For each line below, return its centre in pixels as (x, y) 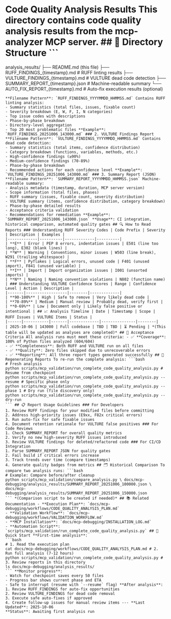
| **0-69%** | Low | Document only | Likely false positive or (74, 306)
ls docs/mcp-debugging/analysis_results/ (50, 567)
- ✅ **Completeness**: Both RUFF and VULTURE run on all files (75, 346)
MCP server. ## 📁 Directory (104, 42)
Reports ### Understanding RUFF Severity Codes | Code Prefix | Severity (86, 230)
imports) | (17, 275)
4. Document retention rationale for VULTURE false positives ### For (82, 424)
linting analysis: (25, 103)
